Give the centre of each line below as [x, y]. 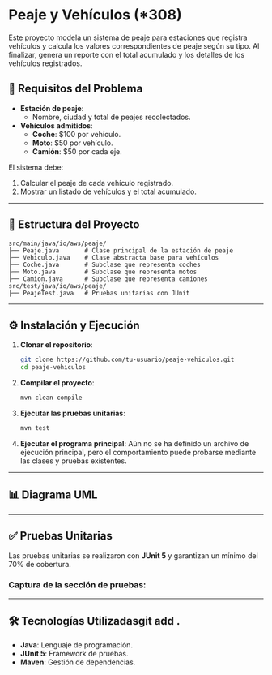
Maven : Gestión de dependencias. [78, 662]
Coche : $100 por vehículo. [76, 134]
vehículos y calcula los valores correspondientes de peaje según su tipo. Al [134, 45]
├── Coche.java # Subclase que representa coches [104, 264]
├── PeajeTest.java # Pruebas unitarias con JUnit [99, 293]
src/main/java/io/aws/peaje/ [57, 243]
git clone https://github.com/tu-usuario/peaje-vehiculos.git [127, 360]
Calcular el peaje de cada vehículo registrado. [97, 183]
